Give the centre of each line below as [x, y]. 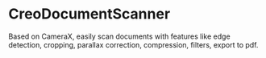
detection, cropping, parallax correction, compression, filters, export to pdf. [133, 44]
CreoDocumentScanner [89, 14]
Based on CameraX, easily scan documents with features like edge [120, 36]
